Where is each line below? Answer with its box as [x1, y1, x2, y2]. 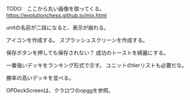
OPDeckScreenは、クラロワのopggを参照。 [6, 87, 114, 93]
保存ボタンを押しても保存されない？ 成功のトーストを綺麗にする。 [6, 49, 169, 56]
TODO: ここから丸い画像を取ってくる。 [6, 5, 105, 12]
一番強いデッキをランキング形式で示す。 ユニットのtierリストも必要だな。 [6, 62, 188, 69]
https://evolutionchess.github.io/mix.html [6, 12, 107, 19]
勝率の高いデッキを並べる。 [6, 75, 74, 81]
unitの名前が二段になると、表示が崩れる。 [6, 24, 109, 31]
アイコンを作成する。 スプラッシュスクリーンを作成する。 [6, 37, 148, 43]
